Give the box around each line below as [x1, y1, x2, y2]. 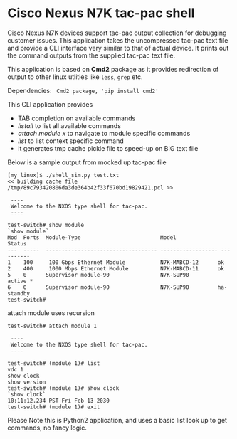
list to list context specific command [17, 137, 124, 145]
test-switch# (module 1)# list [7, 359, 100, 367]
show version [7, 379, 46, 386]
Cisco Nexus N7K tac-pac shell [7, 5, 195, 21]
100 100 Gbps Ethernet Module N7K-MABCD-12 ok [23, 258, 224, 266]
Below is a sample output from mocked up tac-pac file [7, 158, 167, 166]
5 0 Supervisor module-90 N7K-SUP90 [7, 271, 190, 278]
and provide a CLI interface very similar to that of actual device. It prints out [7, 43, 229, 52]
